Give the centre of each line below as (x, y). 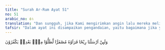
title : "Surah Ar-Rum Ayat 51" (37, 10)
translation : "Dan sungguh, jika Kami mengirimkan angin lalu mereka (78, 23)
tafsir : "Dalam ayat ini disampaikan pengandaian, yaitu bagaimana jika (81, 28)
